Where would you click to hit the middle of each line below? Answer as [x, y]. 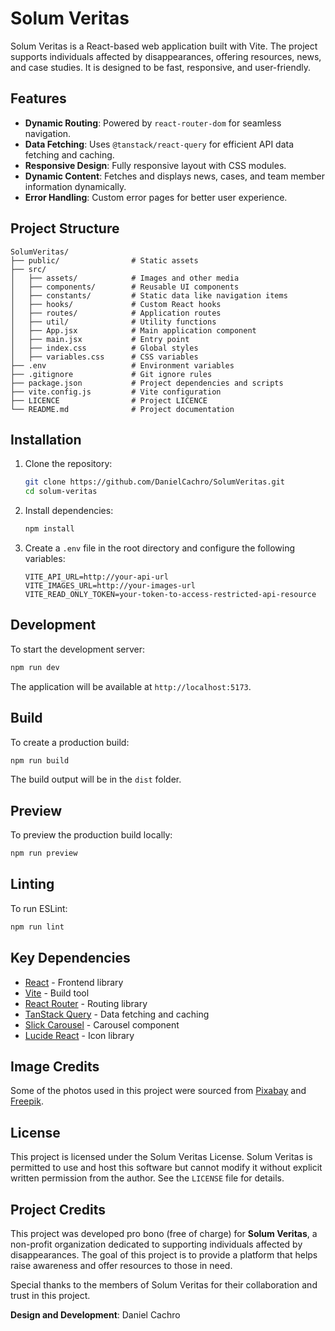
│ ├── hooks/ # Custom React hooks [116, 304]
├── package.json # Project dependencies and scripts [147, 383]
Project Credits [58, 1209]
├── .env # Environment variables [122, 365]
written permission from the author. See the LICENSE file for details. [147, 1178]
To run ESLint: [39, 908]
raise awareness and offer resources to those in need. [121, 1265]
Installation [46, 439]
